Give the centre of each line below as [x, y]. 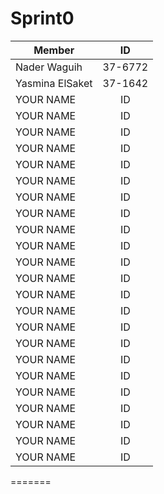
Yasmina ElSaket [54, 83]
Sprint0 [42, 18]
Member [54, 50]
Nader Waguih [49, 67]
